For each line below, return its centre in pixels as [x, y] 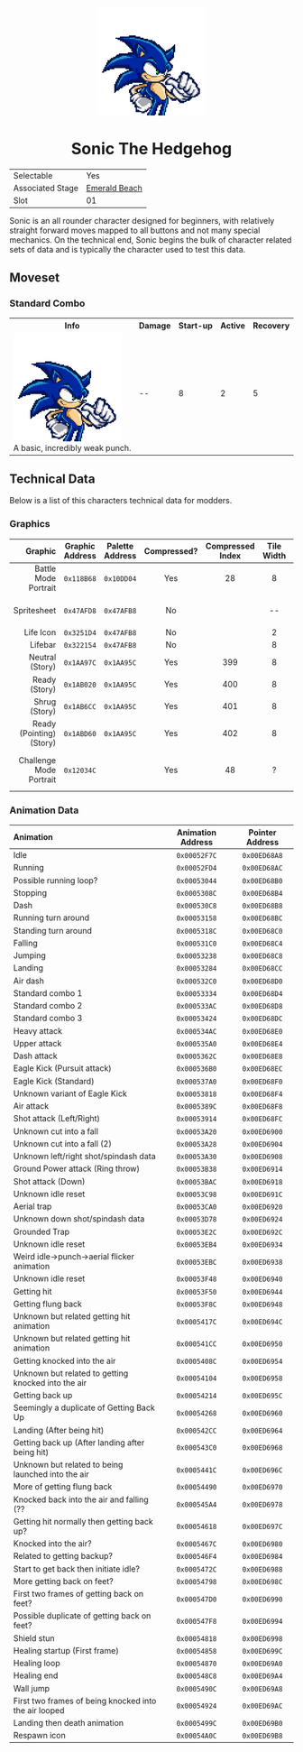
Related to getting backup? [63, 1556]
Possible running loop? [55, 880]
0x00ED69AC [262, 1706]
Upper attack [37, 1043]
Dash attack [36, 1056]
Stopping [30, 892]
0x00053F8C [197, 1305]
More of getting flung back [63, 1487]
